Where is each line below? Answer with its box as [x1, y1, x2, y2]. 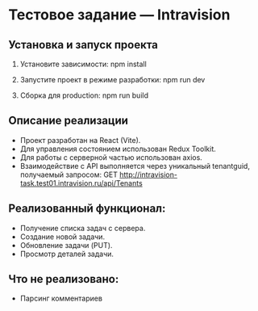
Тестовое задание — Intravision [8, 6, 231, 24]
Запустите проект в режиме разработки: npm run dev [19, 75, 206, 84]
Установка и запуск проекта [8, 38, 159, 52]
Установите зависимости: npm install [19, 59, 147, 69]
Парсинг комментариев [19, 293, 103, 304]
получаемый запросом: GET [19, 170, 119, 179]
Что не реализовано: [8, 272, 119, 286]
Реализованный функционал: [8, 202, 166, 216]
